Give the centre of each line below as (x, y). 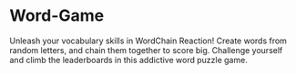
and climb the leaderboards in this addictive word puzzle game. (128, 60)
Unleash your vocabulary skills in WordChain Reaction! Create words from (148, 41)
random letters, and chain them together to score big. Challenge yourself (146, 50)
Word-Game (57, 16)
